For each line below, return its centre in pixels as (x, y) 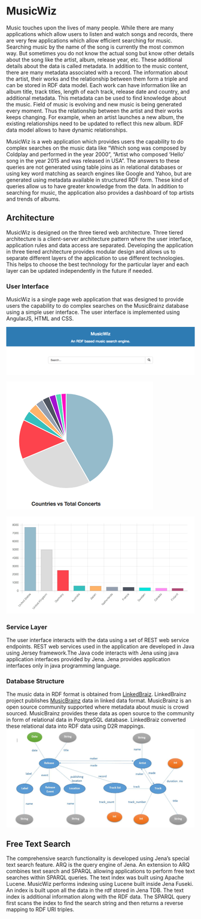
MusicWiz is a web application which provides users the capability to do (95, 141)
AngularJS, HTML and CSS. (40, 319)
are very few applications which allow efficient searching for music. (89, 40)
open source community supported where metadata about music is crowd (98, 707)
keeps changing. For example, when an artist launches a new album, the (95, 117)
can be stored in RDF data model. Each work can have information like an (96, 85)
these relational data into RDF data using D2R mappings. (76, 726)
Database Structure (35, 681)
